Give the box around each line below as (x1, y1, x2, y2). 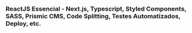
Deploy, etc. (5, 19, 41, 28)
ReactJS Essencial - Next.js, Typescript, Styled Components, (5, 5, 187, 13)
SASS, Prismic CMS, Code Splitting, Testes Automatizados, (5, 12, 181, 20)
